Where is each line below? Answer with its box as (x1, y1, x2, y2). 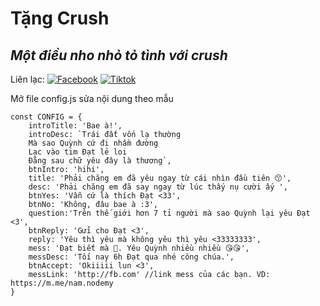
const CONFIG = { (10, 112, 83, 122)
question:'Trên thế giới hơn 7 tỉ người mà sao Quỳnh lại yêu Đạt (28, 208, 311, 218)
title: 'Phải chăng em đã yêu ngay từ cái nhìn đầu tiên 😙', (28, 173, 292, 183)
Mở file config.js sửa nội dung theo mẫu (10, 93, 174, 104)
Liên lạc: (10, 73, 45, 85)
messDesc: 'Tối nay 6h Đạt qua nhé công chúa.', (28, 252, 235, 262)
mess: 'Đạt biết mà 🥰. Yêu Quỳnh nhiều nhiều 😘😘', (28, 243, 250, 253)
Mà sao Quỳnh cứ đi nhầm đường (28, 138, 159, 148)
